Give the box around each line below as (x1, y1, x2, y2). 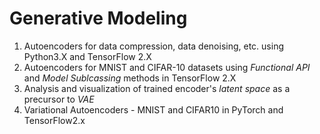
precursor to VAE (23, 93, 95, 105)
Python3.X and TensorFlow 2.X (23, 50, 152, 62)
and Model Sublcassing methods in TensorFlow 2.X (23, 72, 237, 84)
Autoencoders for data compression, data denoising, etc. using (23, 40, 284, 52)
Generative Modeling (9, 7, 188, 30)
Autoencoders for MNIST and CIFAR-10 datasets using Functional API (23, 61, 311, 73)
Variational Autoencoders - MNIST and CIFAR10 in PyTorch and (23, 103, 284, 116)
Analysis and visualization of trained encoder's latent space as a (23, 82, 291, 94)
